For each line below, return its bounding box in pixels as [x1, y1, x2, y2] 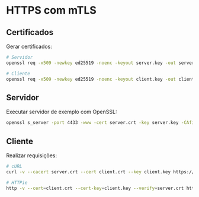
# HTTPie [6, 179, 28, 186]
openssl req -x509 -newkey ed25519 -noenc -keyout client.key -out [6, 76, 176, 82]
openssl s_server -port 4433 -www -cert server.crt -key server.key [6, 120, 179, 126]
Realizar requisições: [6, 152, 57, 159]
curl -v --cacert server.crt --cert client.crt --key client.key [6, 169, 171, 175]
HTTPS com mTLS [6, 4, 97, 17]
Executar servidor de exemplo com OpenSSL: [6, 108, 117, 116]
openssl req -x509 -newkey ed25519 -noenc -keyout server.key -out [6, 60, 176, 66]
